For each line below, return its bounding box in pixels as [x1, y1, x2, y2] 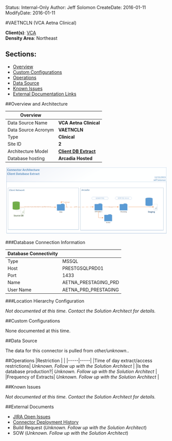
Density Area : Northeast [5, 35, 58, 41]
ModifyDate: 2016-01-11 [5, 10, 55, 16]
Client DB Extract [58, 148, 96, 154]
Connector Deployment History [12, 419, 79, 425]
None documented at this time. [5, 328, 71, 334]
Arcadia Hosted [58, 155, 93, 161]
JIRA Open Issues [12, 414, 51, 420]
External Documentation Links [12, 91, 77, 97]
